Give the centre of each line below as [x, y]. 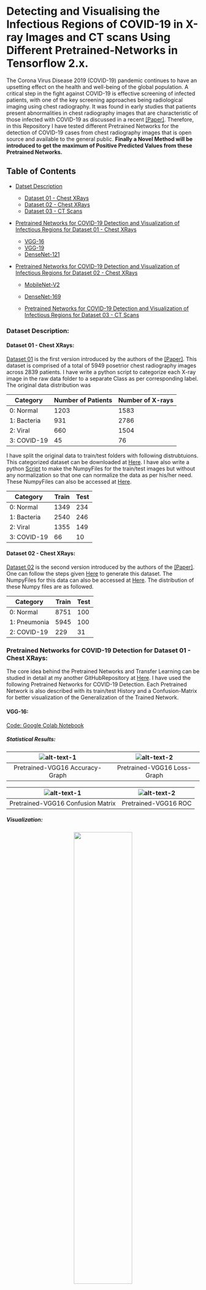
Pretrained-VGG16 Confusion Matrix [63, 803]
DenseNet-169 [43, 296]
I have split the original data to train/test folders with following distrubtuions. [102, 456]
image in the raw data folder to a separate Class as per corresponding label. [102, 378]
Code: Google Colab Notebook [45, 725]
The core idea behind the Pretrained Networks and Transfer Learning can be [103, 671]
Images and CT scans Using [98, 37]
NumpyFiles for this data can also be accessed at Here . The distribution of [100, 580]
